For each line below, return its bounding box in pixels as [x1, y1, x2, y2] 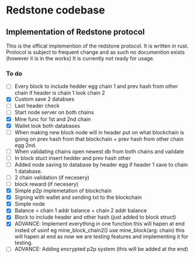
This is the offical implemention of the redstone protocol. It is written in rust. [6, 42, 189, 49]
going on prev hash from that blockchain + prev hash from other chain [14, 135, 184, 142]
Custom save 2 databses [14, 96, 75, 103]
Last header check [14, 102, 60, 109]
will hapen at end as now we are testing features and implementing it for [14, 233, 189, 240]
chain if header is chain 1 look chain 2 [14, 89, 105, 97]
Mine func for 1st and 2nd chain [14, 116, 91, 123]
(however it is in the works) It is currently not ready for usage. [6, 55, 155, 62]
